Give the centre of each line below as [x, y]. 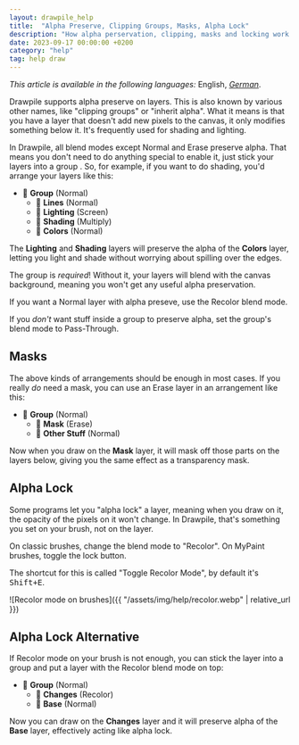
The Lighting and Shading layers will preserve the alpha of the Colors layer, [149, 248]
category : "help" [42, 51]
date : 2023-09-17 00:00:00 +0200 [71, 42]
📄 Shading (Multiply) [74, 221]
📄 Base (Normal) [66, 704]
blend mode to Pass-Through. [64, 328]
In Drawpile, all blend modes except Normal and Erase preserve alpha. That [148, 147]
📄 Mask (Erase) [64, 424]
